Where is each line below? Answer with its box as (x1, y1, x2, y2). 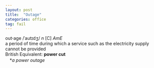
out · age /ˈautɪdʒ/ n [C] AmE (5, 35, 63, 41)
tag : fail (5, 21, 26, 27)
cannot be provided (5, 46, 46, 52)
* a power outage (9, 57, 45, 63)
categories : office (5, 17, 46, 22)
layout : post (5, 7, 33, 13)
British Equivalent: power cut (5, 51, 66, 57)
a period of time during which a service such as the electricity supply (5, 41, 149, 47)
